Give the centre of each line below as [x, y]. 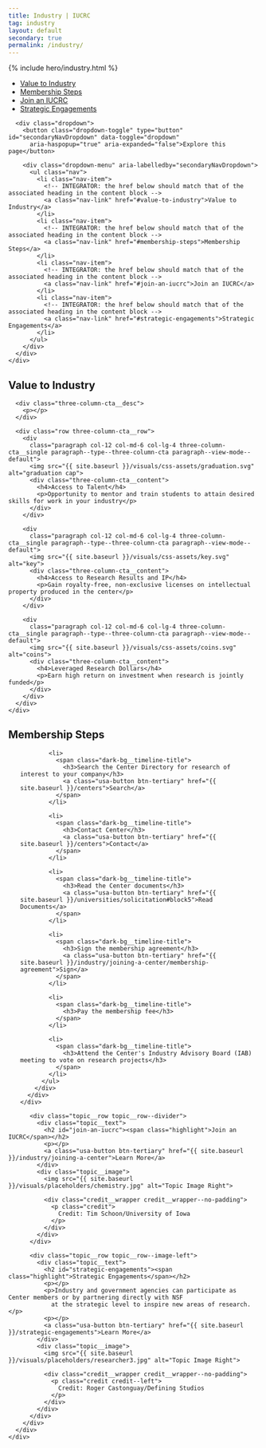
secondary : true [35, 38]
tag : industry [32, 23]
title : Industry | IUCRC [49, 16]
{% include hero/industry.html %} [63, 68]
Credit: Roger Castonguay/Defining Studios [131, 1388]
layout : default [35, 30]
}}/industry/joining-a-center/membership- [138, 962]
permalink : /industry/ [46, 45]
